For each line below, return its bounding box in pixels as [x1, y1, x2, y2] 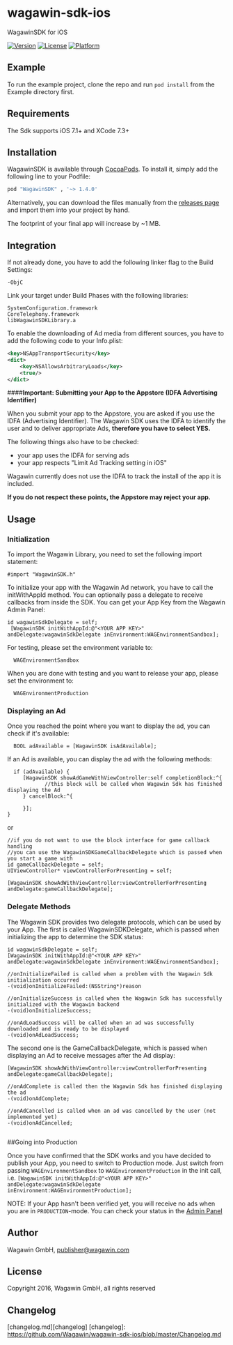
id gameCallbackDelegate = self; [7, 861, 104, 869]
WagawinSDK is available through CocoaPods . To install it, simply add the [7, 165, 218, 174]
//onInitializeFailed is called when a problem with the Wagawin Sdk [7, 971, 214, 978]
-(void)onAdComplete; [7, 1095, 70, 1102]
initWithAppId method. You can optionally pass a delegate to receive [7, 591, 203, 599]
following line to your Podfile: [7, 172, 91, 181]
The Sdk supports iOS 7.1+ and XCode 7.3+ [7, 126, 130, 135]
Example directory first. [7, 87, 74, 96]
